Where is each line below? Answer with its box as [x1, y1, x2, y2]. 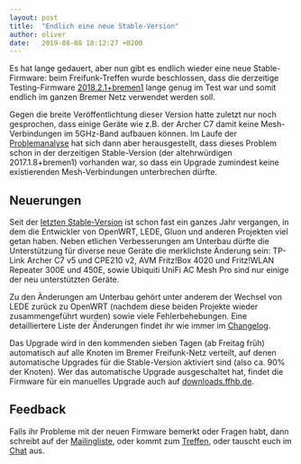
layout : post [9, 13, 59, 23]
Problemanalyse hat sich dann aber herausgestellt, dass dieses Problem [9, 138, 278, 149]
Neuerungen [9, 193, 82, 208]
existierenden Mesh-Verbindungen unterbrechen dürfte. [9, 167, 218, 177]
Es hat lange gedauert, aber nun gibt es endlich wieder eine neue [9, 63, 252, 74]
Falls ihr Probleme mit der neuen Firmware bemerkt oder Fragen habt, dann [9, 425, 290, 437]
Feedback [9, 402, 67, 417]
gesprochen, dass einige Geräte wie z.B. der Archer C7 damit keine [9, 119, 260, 130]
